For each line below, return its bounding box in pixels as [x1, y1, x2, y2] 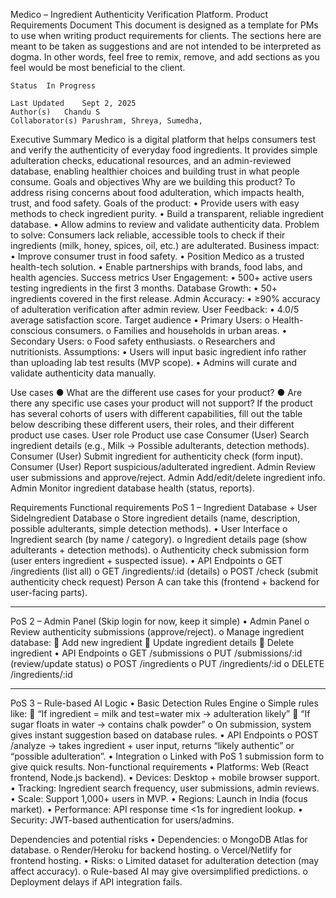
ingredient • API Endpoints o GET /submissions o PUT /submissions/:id [10, 647, 303, 659]
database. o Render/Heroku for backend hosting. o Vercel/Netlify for [10, 844, 292, 856]
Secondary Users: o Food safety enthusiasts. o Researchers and [10, 335, 276, 347]
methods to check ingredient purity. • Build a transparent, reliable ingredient [10, 208, 325, 219]
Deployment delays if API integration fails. [10, 876, 183, 888]
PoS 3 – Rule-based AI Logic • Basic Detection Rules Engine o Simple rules [10, 697, 319, 709]
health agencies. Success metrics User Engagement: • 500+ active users [10, 272, 313, 283]
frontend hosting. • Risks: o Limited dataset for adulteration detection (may [10, 855, 320, 866]
